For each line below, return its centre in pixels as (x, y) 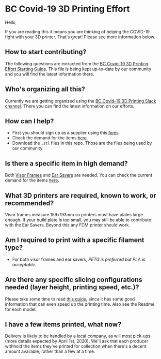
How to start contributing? (46, 52)
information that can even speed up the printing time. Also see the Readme (80, 304)
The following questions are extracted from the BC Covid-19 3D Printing (77, 63)
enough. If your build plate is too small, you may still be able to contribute (78, 220)
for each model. (21, 309)
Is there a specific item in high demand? (66, 163)
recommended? (30, 203)
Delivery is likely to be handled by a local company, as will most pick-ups (78, 336)
